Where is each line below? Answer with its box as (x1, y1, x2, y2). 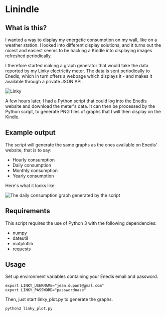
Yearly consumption (12, 173, 54, 179)
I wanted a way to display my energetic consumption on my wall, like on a (5, 37, 157, 43)
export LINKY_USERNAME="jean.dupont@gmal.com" (5, 283, 104, 288)
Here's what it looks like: (5, 182, 56, 189)
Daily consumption (12, 162, 52, 168)
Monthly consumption (12, 167, 58, 174)
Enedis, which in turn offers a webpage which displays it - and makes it (5, 73, 152, 79)
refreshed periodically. (5, 53, 52, 59)
